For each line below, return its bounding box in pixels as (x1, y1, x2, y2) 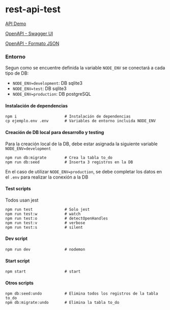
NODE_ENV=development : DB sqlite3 (12, 80, 83, 86)
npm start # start (5, 269, 81, 274)
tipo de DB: (5, 70, 29, 76)
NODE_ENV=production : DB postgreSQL (12, 91, 92, 97)
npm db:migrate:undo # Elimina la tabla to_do (5, 300, 120, 305)
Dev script (5, 235, 28, 241)
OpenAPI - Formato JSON (5, 40, 60, 47)
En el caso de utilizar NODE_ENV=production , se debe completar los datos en (5, 168, 162, 174)
